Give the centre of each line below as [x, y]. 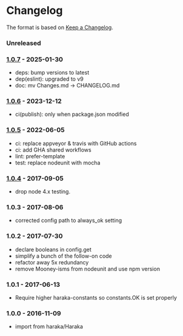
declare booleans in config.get [53, 249]
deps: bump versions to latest [52, 73]
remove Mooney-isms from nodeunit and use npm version [88, 269]
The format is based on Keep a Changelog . [60, 27]
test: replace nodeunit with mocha [58, 163]
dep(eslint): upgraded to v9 [49, 79]
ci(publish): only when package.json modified [72, 114]
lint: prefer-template [40, 156]
